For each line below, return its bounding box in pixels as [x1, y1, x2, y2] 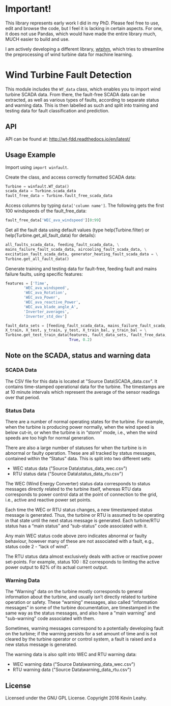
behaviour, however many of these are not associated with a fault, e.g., [5, 538, 154, 544]
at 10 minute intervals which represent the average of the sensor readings [5, 389, 160, 395]
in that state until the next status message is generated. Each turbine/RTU [5, 517, 160, 523]
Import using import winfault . [5, 164, 69, 170]
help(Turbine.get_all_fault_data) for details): [5, 232, 97, 238]
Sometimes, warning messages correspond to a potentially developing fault [5, 625, 164, 631]
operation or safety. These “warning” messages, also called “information [5, 599, 158, 605]
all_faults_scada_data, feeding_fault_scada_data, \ [5, 242, 120, 247]
